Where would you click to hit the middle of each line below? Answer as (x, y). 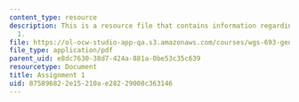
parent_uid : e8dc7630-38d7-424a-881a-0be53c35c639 (105, 59)
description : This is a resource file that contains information (133, 26)
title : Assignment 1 (48, 75)
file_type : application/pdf (61, 51)
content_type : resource (53, 17)
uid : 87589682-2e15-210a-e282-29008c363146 (91, 83)
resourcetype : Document (53, 67)
